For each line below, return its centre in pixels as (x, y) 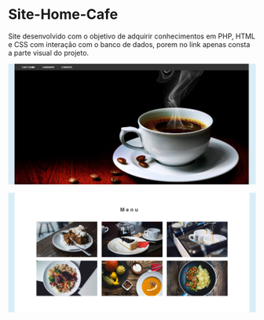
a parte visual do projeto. (48, 53)
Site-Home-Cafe (63, 15)
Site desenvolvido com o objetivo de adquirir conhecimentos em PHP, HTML (132, 36)
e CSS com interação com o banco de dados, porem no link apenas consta (129, 44)
